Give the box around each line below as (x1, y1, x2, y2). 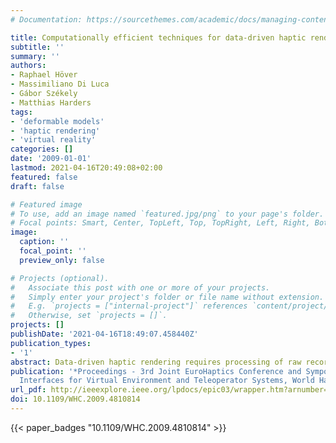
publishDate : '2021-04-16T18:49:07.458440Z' (10, 329, 199, 339)
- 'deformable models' (10, 116, 105, 126)
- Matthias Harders (10, 97, 92, 108)
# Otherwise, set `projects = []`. (10, 311, 168, 321)
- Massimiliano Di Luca (10, 79, 110, 90)
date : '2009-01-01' (10, 154, 92, 164)
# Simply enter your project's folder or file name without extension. (10, 292, 325, 302)
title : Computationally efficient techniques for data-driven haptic (10, 32, 307, 43)
